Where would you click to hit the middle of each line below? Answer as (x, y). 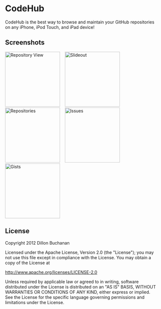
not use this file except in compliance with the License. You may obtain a (78, 257)
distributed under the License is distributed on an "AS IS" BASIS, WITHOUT (80, 287)
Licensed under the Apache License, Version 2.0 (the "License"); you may (80, 252)
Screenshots (25, 43)
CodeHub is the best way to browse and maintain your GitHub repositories (80, 22)
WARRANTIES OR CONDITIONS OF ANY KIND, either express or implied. (78, 292)
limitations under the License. (35, 302)
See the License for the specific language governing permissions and (75, 297)
